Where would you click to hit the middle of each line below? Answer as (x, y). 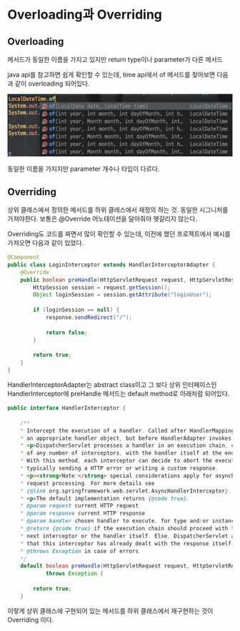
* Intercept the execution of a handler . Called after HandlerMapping (127, 430)
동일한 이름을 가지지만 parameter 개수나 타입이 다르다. (84, 169)
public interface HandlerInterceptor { (67, 408)
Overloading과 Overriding (85, 15)
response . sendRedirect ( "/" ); (89, 318)
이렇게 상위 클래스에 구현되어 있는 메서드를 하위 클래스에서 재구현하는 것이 (110, 610)
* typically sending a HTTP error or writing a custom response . (120, 468)
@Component (24, 258)
